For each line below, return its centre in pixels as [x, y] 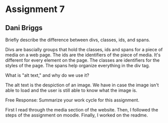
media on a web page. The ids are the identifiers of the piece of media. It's [83, 55]
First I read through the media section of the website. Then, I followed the [82, 110]
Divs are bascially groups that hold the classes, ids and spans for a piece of [84, 49]
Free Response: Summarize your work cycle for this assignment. [72, 100]
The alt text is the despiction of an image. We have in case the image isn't [82, 85]
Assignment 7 [35, 9]
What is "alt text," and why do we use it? [47, 75]
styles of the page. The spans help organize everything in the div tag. [78, 66]
